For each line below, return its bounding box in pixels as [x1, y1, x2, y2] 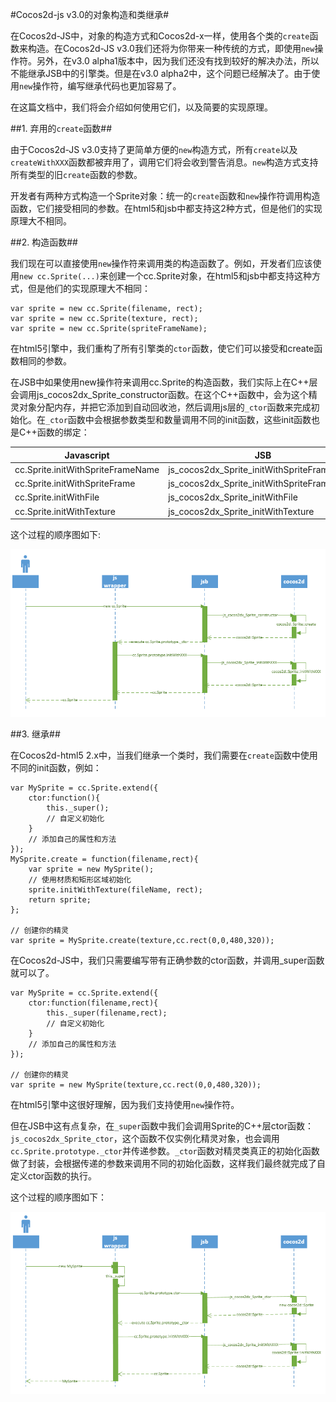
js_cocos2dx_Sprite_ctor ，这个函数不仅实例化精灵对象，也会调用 [10, 1133, 280, 1145]
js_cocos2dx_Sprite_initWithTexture [168, 505, 315, 517]
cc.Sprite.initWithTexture [14, 505, 116, 517]
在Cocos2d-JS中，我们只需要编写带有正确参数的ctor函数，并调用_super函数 [10, 954, 325, 967]
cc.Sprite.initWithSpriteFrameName [14, 463, 160, 475]
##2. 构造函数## [10, 236, 78, 248]
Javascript [64, 449, 110, 461]
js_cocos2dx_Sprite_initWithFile [168, 491, 298, 503]
